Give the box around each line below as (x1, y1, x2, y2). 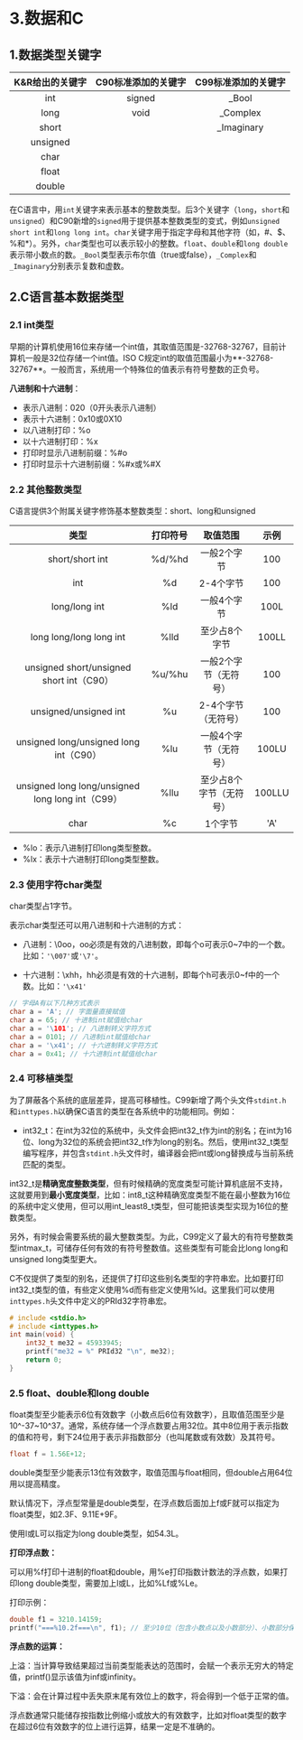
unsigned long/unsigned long (15, 735, 140, 748)
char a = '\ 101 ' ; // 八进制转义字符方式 (9, 1024, 151, 1033)
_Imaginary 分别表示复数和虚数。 (9, 261, 129, 271)
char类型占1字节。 (9, 900, 78, 912)
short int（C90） (41, 674, 115, 686)
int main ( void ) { (9, 1330, 75, 1339)
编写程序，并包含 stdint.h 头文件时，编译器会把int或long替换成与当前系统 (22, 1148, 294, 1158)
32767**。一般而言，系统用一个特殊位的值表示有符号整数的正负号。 (9, 363, 264, 375)
